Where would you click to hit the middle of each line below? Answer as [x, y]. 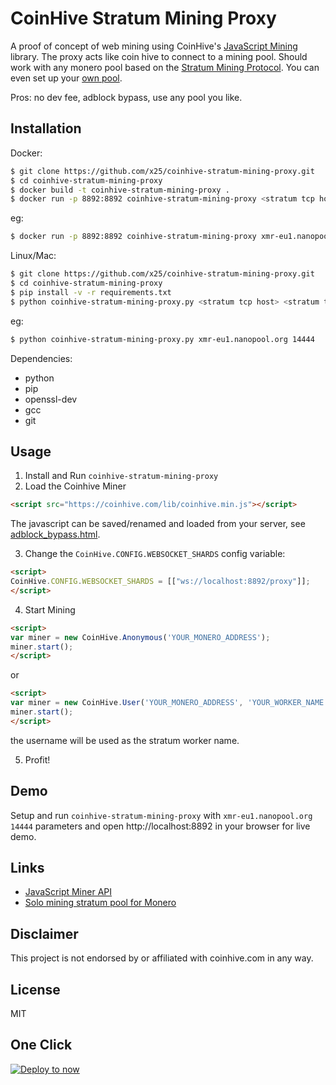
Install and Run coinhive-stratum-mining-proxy [121, 476]
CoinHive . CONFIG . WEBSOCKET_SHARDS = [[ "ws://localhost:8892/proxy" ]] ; [160, 582]
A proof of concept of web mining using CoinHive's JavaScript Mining [154, 46]
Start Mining [50, 609]
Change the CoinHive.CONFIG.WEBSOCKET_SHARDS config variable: [155, 554]
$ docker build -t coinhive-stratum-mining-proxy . [120, 190]
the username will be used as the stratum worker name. [125, 740]
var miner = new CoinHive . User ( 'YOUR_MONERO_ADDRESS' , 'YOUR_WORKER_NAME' [169, 703]
